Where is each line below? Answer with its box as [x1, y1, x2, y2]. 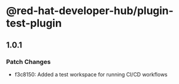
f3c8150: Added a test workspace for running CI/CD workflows [14, 70, 168, 78]
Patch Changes [6, 58, 51, 66]
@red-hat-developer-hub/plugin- [6, 4, 174, 18]
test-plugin [6, 16, 62, 30]
